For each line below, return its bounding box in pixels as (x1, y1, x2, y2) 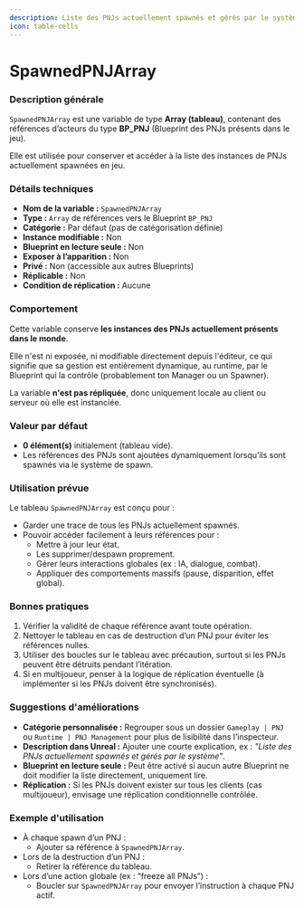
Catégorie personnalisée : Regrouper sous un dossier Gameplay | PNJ (22, 722, 284, 732)
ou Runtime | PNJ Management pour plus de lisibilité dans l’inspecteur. (22, 731, 279, 742)
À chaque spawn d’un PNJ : (22, 832, 127, 843)
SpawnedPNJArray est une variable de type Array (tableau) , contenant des (9, 113, 282, 124)
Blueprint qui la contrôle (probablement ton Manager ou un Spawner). (9, 369, 270, 380)
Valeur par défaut (9, 419, 89, 432)
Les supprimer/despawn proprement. (35, 549, 176, 559)
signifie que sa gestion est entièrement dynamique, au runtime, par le (9, 359, 269, 371)
